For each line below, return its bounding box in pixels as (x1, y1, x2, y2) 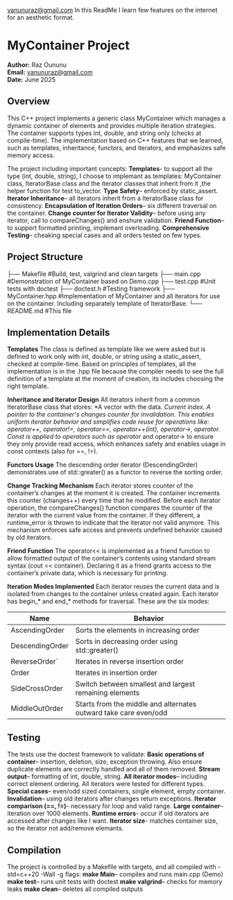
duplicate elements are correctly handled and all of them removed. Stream (7, 765, 221, 773)
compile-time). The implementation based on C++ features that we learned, (7, 136, 223, 145)
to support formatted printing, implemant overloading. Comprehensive (7, 223, 209, 232)
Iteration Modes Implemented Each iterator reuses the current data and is (7, 582, 220, 590)
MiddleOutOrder (10, 704, 64, 714)
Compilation (7, 844, 61, 856)
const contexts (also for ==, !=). (7, 447, 98, 456)
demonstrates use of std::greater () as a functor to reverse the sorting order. (7, 468, 223, 476)
